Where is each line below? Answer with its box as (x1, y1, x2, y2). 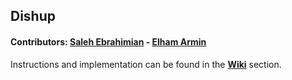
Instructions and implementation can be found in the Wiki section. (10, 58, 282, 70)
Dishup (10, 8, 57, 25)
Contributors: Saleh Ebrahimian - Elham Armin (10, 35, 207, 48)
